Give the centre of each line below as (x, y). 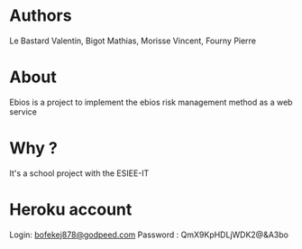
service (23, 111)
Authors (41, 16)
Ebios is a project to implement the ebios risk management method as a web (151, 102)
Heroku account (71, 209)
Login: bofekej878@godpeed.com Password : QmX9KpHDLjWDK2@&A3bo (149, 235)
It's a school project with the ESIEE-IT (79, 173)
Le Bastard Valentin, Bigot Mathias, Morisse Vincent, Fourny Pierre (133, 41)
